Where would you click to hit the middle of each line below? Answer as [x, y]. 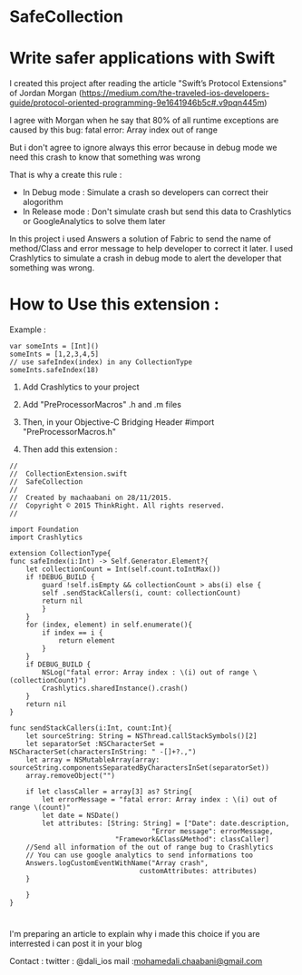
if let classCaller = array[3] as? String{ [109, 792]
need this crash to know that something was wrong [105, 157]
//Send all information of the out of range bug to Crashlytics [150, 847]
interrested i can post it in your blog [76, 944]
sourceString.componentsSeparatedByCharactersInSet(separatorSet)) [140, 768]
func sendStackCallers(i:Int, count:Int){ [91, 728]
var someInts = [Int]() [54, 347]
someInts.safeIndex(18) [54, 370]
